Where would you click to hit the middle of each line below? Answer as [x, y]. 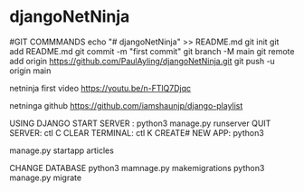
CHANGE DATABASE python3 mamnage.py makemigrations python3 [137, 168]
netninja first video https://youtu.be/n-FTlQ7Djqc [100, 88]
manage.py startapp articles [62, 150]
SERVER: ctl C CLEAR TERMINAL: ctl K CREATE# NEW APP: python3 [137, 132]
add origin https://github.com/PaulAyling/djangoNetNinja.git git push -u [142, 61]
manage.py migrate [46, 178]
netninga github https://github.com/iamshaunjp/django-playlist [126, 105]
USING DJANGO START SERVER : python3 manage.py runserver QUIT [140, 123]
